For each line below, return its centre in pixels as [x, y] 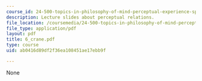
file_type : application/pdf [41, 28]
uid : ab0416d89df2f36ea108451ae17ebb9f [56, 51]
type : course [23, 45]
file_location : [25, 23]
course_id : [20, 12]
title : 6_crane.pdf [31, 39]
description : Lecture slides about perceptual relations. [80, 17]
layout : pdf [21, 34]
